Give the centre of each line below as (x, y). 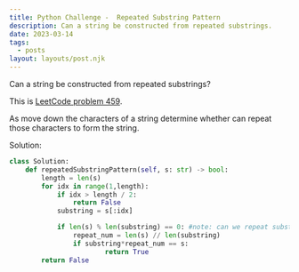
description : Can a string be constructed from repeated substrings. (141, 26)
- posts (32, 51)
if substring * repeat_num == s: (131, 244)
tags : (19, 42)
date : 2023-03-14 (41, 34)
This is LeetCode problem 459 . (66, 101)
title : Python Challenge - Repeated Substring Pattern (115, 17)
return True (127, 252)
